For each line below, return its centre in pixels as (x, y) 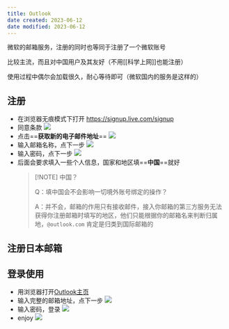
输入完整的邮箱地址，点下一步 (60, 300)
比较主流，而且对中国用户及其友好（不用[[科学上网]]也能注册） (97, 62)
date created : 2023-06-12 (45, 20)
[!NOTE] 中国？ (56, 177)
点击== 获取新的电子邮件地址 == (62, 136)
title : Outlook (29, 14)
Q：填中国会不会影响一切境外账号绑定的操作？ (101, 192)
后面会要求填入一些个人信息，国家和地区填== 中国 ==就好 (98, 162)
